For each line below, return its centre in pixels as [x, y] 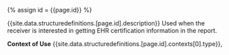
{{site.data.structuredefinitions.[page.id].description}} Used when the [106, 23]
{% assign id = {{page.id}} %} [50, 10]
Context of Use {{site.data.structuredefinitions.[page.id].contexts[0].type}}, [115, 44]
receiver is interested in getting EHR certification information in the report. [112, 31]
